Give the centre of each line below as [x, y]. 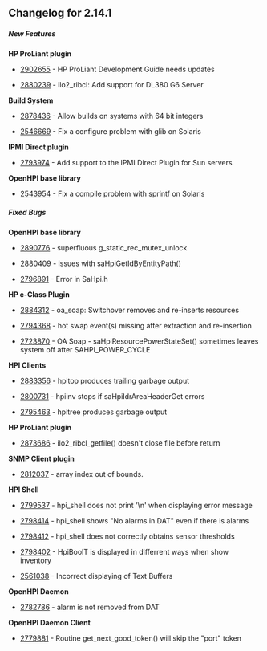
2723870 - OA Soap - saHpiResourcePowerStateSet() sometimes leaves [139, 341]
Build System [31, 100]
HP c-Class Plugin [39, 295]
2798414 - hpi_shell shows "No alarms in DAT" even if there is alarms [134, 521]
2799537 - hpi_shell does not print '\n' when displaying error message [136, 506]
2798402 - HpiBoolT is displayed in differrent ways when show [124, 552]
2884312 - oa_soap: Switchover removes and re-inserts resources [129, 310]
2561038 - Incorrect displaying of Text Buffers [96, 576]
